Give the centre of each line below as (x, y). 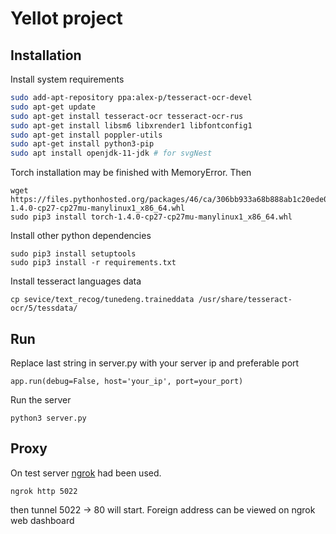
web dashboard (42, 520)
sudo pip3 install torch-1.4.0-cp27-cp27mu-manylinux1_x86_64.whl (151, 217)
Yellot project (66, 18)
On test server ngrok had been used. (86, 473)
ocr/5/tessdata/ (44, 308)
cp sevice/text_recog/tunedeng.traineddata (102, 300)
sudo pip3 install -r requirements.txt (93, 263)
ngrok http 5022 (44, 491)
